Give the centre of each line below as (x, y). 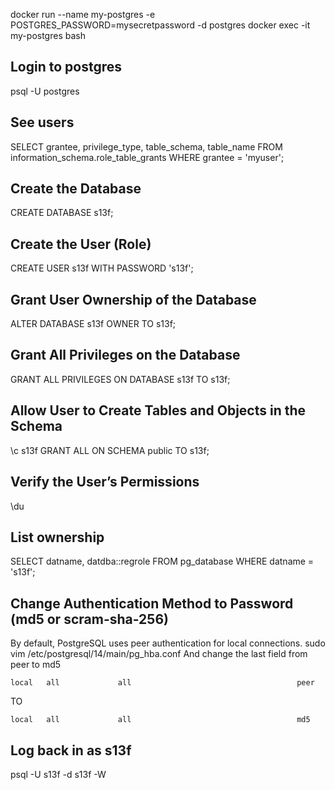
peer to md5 (36, 665)
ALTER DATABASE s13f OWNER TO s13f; (93, 324)
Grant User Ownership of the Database (133, 299)
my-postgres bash (48, 35)
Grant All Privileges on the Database (125, 355)
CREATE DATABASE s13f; (62, 213)
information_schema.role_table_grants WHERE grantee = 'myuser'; (147, 157)
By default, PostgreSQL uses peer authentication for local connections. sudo (168, 643)
